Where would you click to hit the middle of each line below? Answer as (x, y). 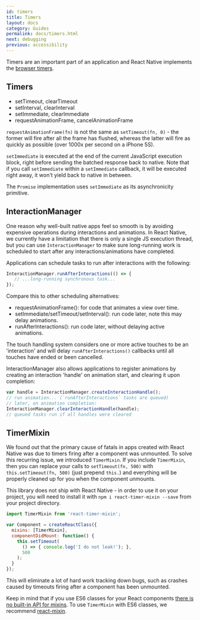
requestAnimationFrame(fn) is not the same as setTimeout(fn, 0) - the (93, 132)
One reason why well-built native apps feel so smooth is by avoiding (90, 226)
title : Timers (24, 17)
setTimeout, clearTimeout (46, 101)
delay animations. (36, 320)
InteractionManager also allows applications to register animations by (91, 369)
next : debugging (26, 39)
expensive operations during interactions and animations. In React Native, (96, 232)
